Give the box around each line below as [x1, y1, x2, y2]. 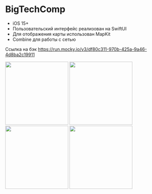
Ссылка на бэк [5, 46, 37, 52]
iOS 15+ [12, 20, 29, 26]
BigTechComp [5, 4, 65, 15]
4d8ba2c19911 [5, 52, 35, 58]
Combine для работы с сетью [12, 36, 76, 42]
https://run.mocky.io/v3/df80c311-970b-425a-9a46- [37, 46, 147, 52]
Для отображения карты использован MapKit [12, 31, 111, 37]
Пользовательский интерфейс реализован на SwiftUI [12, 25, 127, 31]
